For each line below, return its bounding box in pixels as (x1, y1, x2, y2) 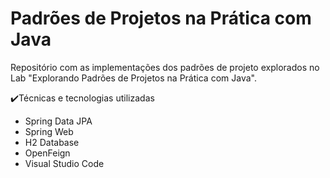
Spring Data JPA (24, 115, 93, 127)
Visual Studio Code (24, 157, 105, 169)
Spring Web (24, 125, 74, 137)
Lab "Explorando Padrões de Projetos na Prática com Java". (10, 72, 257, 84)
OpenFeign (24, 147, 71, 159)
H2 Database (24, 136, 80, 148)
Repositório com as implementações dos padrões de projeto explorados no (10, 61, 320, 73)
